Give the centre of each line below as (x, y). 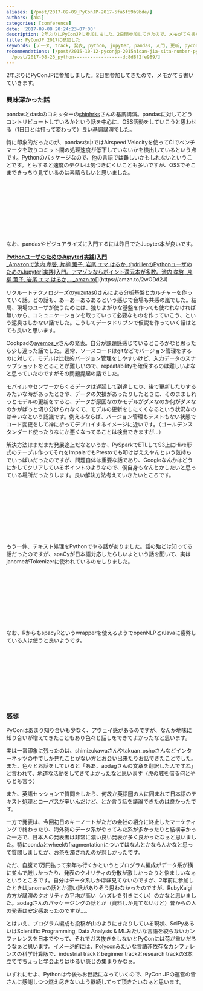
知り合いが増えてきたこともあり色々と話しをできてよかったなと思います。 (98, 738)
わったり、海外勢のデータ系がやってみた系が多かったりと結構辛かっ (111, 830)
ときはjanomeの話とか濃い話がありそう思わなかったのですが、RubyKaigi (102, 888)
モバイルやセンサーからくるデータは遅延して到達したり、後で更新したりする (101, 386)
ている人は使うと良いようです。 (46, 640)
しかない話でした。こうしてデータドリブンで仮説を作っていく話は (109, 323)
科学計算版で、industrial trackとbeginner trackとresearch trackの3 (105, 954)
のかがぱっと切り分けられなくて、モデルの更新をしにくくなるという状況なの (101, 409)
